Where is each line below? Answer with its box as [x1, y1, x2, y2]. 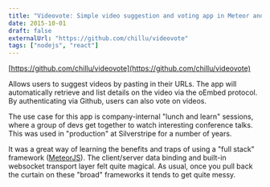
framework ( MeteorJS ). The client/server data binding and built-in [8, 153, 227, 163]
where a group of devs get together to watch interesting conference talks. [8, 120, 253, 130]
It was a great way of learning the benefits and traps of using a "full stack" [8, 144, 255, 154]
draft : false [8, 26, 52, 35]
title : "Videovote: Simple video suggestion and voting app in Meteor [8, 11, 250, 20]
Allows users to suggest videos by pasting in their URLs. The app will [8, 79, 237, 89]
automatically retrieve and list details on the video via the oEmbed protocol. [8, 87, 258, 97]
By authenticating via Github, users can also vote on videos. [8, 96, 207, 106]
